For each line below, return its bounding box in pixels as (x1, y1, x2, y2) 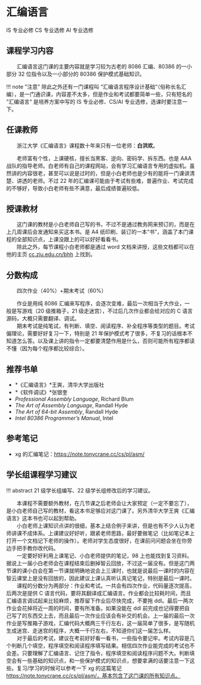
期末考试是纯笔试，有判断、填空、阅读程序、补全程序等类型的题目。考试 (17, 322, 195, 330)
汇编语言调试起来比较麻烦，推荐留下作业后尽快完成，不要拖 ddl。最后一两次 (6, 597, 194, 604)
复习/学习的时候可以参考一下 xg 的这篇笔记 (16, 664, 122, 672)
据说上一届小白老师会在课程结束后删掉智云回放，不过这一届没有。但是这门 (6, 559, 190, 567)
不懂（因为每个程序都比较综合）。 (6, 345, 88, 352)
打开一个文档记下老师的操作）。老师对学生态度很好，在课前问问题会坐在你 (6, 537, 187, 544)
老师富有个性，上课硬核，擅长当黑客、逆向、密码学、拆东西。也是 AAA (17, 154, 192, 162)
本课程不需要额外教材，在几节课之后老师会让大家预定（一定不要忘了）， (17, 499, 193, 507)
